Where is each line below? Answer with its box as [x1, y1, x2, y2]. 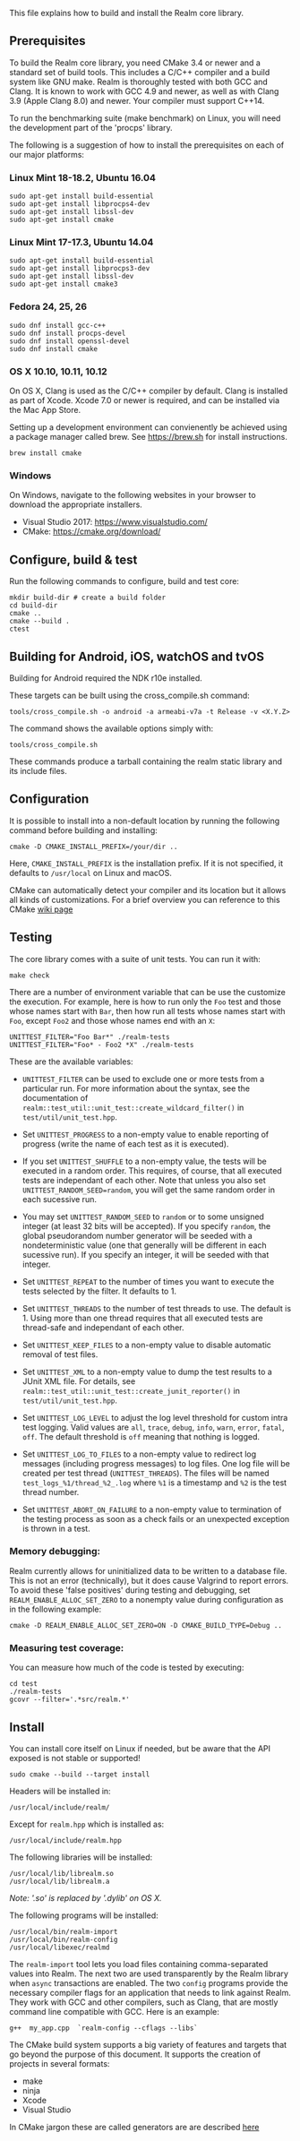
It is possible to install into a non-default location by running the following [9, 815, 280, 826]
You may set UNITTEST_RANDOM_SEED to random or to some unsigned [21, 1211, 264, 1222]
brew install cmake [9, 449, 82, 458]
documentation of [21, 1092, 89, 1103]
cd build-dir [9, 601, 58, 610]
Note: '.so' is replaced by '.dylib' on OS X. [9, 1892, 163, 1903]
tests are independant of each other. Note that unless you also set [21, 1174, 266, 1185]
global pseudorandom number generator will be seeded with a [21, 1230, 253, 1241]
